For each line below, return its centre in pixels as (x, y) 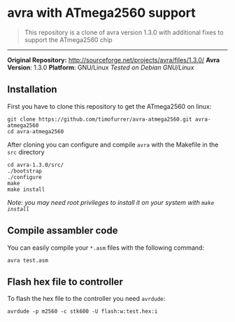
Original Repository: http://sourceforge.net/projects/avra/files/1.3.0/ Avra (114, 60)
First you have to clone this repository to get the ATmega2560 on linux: (109, 106)
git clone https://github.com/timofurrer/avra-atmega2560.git (100, 119)
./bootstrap (24, 171)
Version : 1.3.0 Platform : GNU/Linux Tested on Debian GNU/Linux (101, 67)
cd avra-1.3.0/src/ (36, 165)
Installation (32, 89)
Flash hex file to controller (65, 282)
